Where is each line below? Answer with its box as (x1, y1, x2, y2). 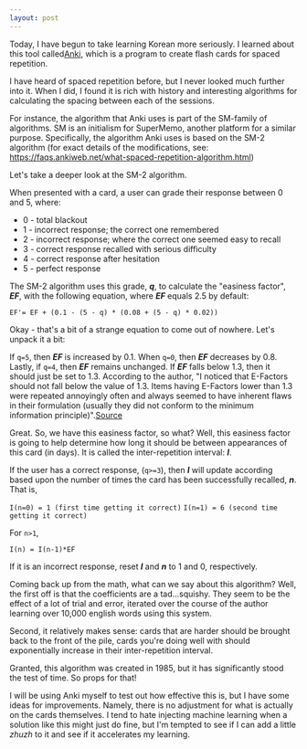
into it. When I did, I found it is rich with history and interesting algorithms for (9, 85, 298, 96)
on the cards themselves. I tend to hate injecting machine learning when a (9, 709, 288, 720)
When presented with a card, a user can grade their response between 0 (9, 186, 283, 197)
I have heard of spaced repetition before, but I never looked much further (9, 75, 285, 87)
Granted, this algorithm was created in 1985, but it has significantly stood (9, 662, 284, 673)
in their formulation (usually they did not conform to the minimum (9, 399, 254, 411)
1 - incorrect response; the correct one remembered (22, 224, 219, 235)
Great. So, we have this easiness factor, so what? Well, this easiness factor (9, 427, 291, 438)
